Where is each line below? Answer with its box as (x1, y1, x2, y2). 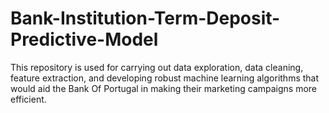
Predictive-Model (10, 28, 159, 51)
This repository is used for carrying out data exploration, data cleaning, (10, 61, 304, 73)
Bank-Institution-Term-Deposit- (10, 7, 281, 30)
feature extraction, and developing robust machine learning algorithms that (10, 72, 320, 84)
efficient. (10, 93, 47, 105)
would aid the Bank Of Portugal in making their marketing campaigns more (10, 82, 318, 94)
